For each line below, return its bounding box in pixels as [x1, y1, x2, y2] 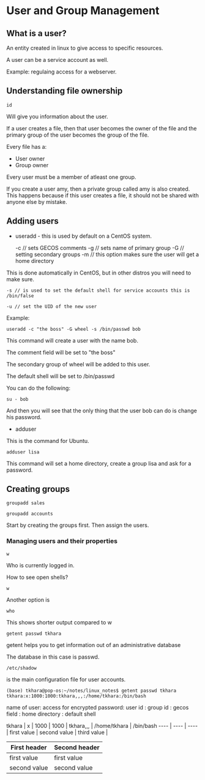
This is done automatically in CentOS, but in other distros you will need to [6, 269, 192, 276]
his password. [6, 413, 42, 420]
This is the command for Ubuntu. [6, 437, 90, 444]
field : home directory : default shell [6, 710, 96, 718]
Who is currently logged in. [6, 561, 75, 569]
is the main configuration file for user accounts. [6, 675, 126, 683]
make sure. [6, 275, 35, 282]
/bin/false [6, 292, 34, 299]
